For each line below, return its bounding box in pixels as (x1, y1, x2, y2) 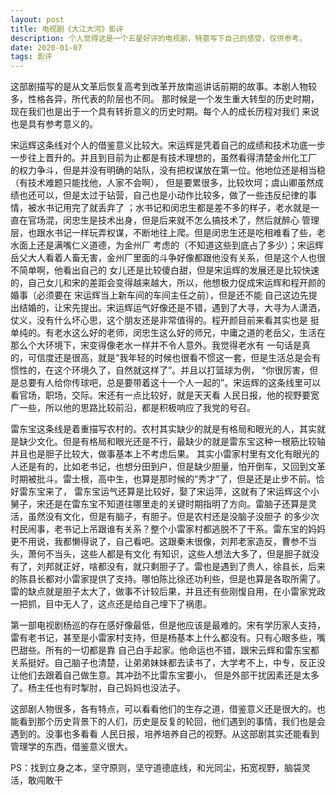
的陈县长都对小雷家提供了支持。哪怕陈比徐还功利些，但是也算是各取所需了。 (10, 573, 326, 585)
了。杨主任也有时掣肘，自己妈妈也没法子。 (10, 682, 186, 694)
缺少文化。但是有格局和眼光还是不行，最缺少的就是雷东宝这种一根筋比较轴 (18, 436, 326, 448)
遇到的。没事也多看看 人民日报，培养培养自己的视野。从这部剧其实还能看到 (10, 728, 320, 740)
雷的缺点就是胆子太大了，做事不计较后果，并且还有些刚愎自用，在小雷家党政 (10, 586, 326, 598)
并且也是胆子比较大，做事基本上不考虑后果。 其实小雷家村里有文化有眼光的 (10, 448, 320, 460)
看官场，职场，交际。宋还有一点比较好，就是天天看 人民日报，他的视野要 (10, 389, 311, 401)
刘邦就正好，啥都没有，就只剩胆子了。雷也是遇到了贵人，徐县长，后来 (36, 561, 326, 573)
